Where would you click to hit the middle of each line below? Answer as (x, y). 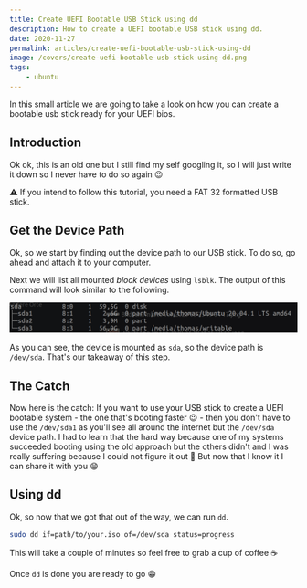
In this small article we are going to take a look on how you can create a (144, 104)
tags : (20, 68)
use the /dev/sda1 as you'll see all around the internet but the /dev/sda (142, 427)
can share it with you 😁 (54, 466)
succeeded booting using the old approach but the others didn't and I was (149, 446)
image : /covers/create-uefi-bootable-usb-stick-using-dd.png (128, 58)
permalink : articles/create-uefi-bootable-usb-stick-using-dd (130, 48)
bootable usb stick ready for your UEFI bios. (92, 113)
